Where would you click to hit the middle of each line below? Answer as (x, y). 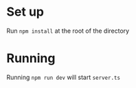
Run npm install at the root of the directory (68, 31)
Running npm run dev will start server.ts (64, 77)
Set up (25, 12)
